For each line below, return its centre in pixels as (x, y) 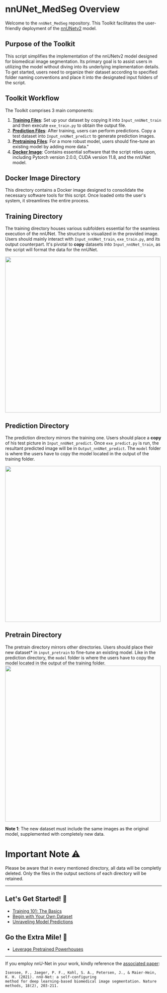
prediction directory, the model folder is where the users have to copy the (80, 658)
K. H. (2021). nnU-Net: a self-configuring (51, 977)
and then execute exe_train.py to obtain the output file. (69, 125)
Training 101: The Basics (37, 911)
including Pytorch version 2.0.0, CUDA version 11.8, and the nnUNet (81, 157)
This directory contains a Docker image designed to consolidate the (75, 190)
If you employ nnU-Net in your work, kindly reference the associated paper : (83, 964)
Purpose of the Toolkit (40, 44)
